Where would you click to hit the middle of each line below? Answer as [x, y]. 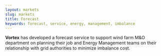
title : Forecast [22, 19]
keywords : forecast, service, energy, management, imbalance [70, 24]
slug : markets [20, 14]
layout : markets [22, 10]
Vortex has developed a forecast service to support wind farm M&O [75, 38]
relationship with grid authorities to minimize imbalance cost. [68, 48]
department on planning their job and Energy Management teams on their [81, 43]
